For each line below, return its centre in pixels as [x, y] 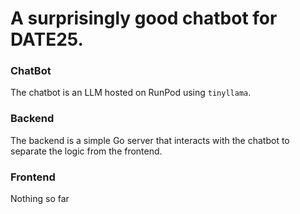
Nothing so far [40, 199]
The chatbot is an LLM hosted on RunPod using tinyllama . [131, 93]
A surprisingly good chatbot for [144, 18]
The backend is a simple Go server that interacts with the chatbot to [150, 140]
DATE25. [47, 39]
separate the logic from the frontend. [86, 151]
